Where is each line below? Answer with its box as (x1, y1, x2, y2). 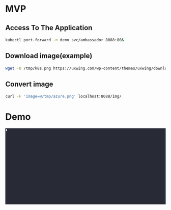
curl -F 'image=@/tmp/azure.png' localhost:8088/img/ (5, 94, 122, 99)
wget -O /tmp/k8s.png (5, 66, 51, 71)
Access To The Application (5, 23, 93, 32)
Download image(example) (5, 51, 93, 60)
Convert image (5, 80, 53, 88)
